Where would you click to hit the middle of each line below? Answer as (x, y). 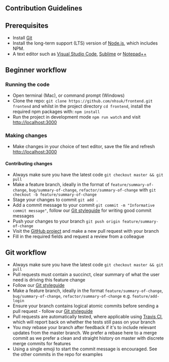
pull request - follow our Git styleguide (53, 311)
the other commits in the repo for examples (57, 354)
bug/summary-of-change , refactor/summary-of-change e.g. (72, 296)
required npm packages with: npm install (56, 112)
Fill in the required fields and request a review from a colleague (78, 237)
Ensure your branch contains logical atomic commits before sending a (86, 306)
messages (23, 216)
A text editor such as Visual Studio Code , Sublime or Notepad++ (79, 54)
